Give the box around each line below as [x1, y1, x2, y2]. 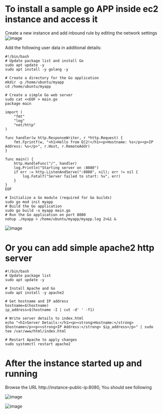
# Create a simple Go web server [5, 92, 73, 97]
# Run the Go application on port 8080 [5, 212, 86, 217]
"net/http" [14, 122, 36, 128]
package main [5, 101, 32, 106]
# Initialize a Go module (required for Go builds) [5, 195, 112, 200]
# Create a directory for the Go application [5, 75, 99, 80]
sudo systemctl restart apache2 [5, 341, 71, 347]
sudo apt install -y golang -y [5, 67, 69, 72]
